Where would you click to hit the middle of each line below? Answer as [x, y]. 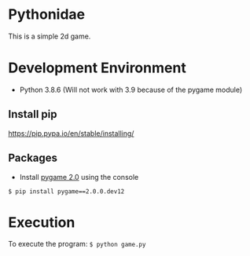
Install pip [33, 114]
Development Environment [97, 68]
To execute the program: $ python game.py [77, 244]
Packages [33, 158]
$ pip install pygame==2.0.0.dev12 [66, 191]
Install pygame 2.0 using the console [79, 177]
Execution [42, 222]
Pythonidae [47, 15]
